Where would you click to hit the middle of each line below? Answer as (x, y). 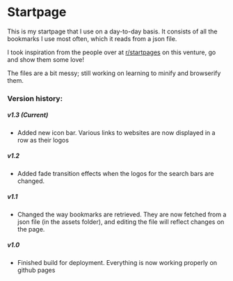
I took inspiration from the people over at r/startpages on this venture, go (112, 52)
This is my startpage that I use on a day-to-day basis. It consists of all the (112, 31)
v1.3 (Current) (28, 115)
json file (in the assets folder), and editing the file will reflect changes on (121, 222)
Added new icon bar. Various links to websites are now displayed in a (116, 132)
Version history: (35, 98)
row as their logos (43, 140)
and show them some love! (46, 59)
